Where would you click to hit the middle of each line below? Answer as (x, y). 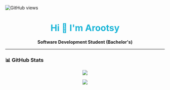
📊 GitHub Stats (25, 60)
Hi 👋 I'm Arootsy (85, 28)
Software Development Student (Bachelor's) (85, 42)
